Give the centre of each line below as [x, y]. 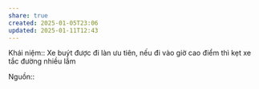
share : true [28, 15]
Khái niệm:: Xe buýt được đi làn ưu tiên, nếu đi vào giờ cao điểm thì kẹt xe [129, 53]
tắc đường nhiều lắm [42, 61]
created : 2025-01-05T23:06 [53, 23]
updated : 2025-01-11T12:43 [53, 30]
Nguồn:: [22, 77]
